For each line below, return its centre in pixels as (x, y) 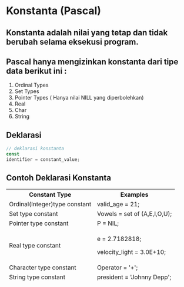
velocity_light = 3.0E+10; (131, 252)
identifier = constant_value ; (43, 159)
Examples (134, 194)
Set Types (27, 91)
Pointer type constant (39, 223)
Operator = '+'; (117, 268)
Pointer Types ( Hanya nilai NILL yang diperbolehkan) (79, 98)
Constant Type (50, 194)
